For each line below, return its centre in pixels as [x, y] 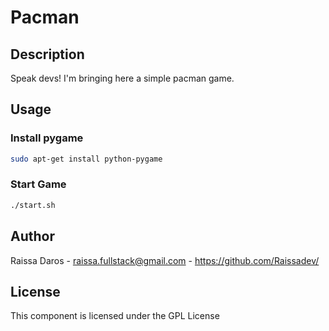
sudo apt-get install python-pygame [86, 159]
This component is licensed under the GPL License [115, 316]
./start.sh [33, 205]
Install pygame [47, 138]
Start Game [38, 184]
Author [32, 236]
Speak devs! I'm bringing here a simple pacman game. [122, 78]
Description [47, 54]
